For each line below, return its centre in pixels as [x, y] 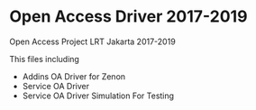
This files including [44, 59]
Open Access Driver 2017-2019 [128, 17]
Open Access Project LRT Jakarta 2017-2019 [92, 41]
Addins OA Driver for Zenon [74, 76]
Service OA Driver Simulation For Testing [98, 96]
